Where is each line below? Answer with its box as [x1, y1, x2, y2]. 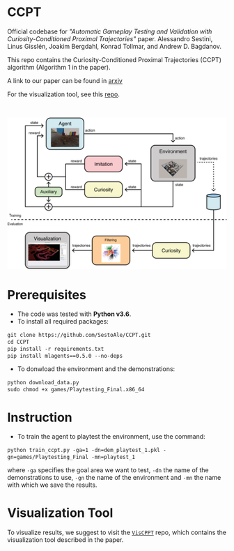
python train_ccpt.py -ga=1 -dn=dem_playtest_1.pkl [7, 447, 160, 454]
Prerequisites [7, 287, 87, 303]
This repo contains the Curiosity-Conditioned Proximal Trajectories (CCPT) [7, 55, 221, 63]
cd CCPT [7, 339, 30, 346]
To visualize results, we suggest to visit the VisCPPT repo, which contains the [7, 528, 226, 537]
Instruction [7, 409, 72, 425]
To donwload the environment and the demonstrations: [17, 365, 175, 373]
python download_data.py [7, 379, 79, 386]
